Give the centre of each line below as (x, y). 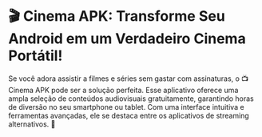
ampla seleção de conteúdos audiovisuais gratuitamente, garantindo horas (131, 99)
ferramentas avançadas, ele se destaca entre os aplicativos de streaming (129, 115)
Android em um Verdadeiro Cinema (127, 39)
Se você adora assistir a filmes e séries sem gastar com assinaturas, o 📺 (129, 79)
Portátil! (36, 56)
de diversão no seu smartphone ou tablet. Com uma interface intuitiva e (127, 107)
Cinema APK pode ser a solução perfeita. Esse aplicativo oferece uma (123, 90)
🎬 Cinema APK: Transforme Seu (117, 16)
